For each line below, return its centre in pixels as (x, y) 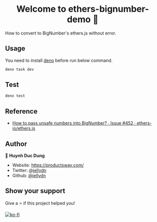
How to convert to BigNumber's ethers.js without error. (61, 33)
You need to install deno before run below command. (59, 60)
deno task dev (20, 69)
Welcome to (41, 9)
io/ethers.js (24, 128)
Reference (21, 111)
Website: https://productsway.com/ (48, 165)
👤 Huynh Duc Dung (25, 155)
